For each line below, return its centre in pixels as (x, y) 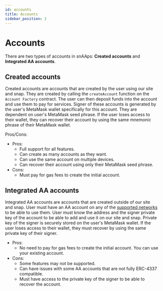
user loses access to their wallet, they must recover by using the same (76, 228)
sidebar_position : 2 (26, 19)
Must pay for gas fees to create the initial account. (70, 175)
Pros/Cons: (16, 134)
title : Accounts (21, 14)
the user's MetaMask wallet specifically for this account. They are (71, 109)
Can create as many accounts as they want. (63, 154)
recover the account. (40, 284)
